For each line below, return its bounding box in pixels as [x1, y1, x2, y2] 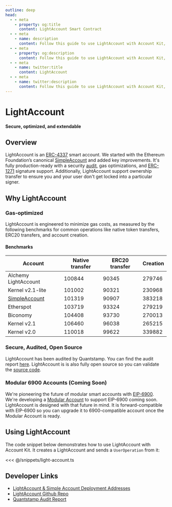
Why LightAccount [5, 194, 67, 203]
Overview [5, 138, 37, 147]
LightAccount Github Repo [12, 491, 69, 497]
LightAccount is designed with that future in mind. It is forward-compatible [5, 402, 163, 408]
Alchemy [8, 272, 29, 279]
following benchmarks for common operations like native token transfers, [5, 227, 160, 233]
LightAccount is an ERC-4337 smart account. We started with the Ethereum [5, 152, 165, 158]
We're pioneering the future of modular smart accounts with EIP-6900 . [5, 391, 155, 397]
